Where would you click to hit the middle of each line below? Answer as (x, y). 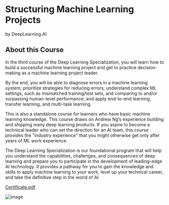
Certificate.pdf (20, 187)
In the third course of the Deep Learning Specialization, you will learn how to (85, 62)
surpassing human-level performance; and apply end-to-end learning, (78, 98)
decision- (147, 67)
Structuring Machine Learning (70, 9)
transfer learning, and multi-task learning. (48, 104)
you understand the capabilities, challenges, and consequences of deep (80, 156)
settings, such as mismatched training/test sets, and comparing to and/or (81, 93)
